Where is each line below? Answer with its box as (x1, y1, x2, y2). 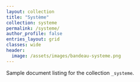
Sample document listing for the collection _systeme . (6, 69, 135, 76)
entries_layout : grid (6, 36, 60, 42)
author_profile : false (6, 31, 63, 37)
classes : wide (6, 42, 42, 48)
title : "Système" (6, 14, 49, 20)
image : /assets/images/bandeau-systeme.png (11, 53, 121, 59)
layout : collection (6, 8, 55, 15)
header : (6, 48, 26, 53)
